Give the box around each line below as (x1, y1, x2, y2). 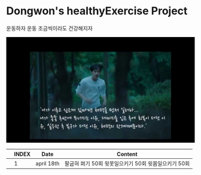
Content (116, 151, 138, 158)
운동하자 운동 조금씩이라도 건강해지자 (6, 24, 93, 32)
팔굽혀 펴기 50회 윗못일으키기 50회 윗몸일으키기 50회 (64, 160, 190, 167)
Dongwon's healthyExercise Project (6, 4, 188, 18)
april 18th (35, 159, 60, 167)
